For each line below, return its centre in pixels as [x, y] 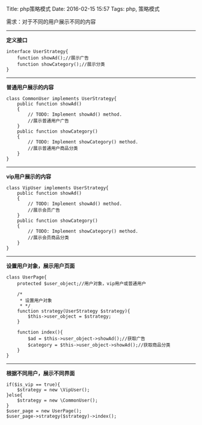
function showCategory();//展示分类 [61, 65]
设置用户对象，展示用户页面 [41, 266]
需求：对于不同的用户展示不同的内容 [51, 22]
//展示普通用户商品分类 [53, 148]
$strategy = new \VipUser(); [54, 390]
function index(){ [40, 332]
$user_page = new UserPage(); [44, 411]
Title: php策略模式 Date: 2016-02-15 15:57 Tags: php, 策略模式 [83, 9]
